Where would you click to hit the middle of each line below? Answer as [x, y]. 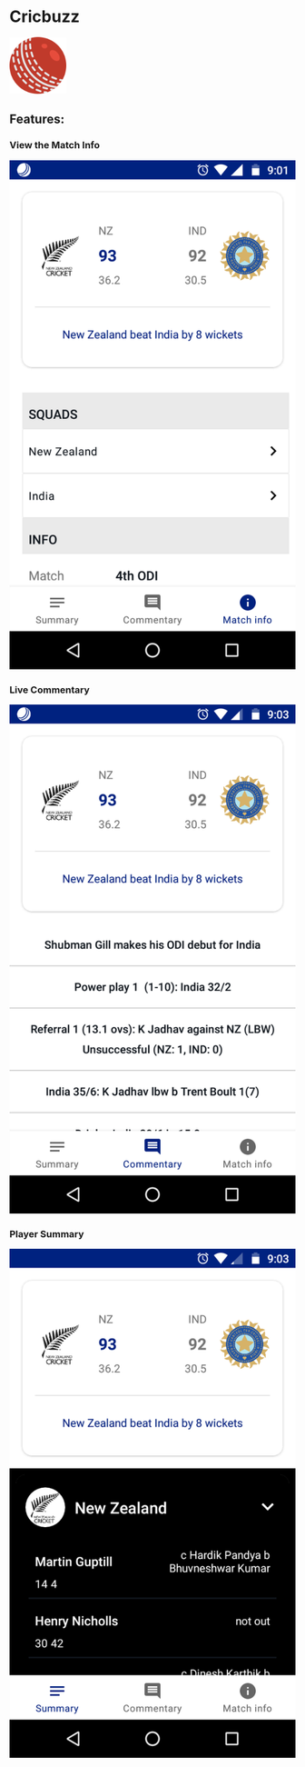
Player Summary [47, 1233]
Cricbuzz [44, 17]
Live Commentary [50, 690]
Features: [37, 120]
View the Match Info [55, 145]
